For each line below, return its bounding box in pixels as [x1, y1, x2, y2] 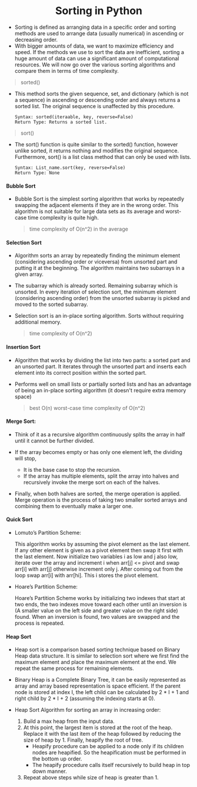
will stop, [14, 455, 37, 462]
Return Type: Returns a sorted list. [14, 119, 108, 125]
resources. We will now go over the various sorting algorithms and [14, 61, 175, 68]
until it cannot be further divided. [14, 437, 95, 444]
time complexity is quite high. [28, 214, 99, 221]
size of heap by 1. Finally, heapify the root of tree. [23, 736, 143, 743]
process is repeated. [14, 619, 65, 626]
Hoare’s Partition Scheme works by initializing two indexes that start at [14, 594, 185, 601]
